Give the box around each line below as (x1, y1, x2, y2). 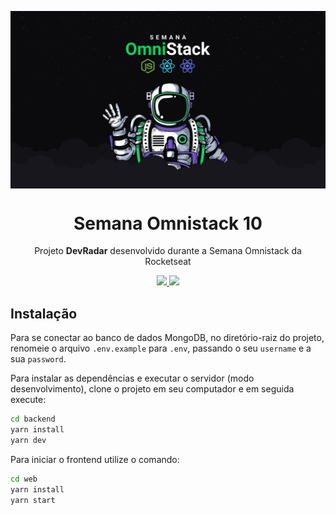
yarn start (10, 495, 56, 505)
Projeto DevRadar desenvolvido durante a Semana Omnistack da (34, 245, 302, 257)
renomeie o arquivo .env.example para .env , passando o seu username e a (10, 342, 312, 355)
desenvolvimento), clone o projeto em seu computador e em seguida (10, 383, 295, 395)
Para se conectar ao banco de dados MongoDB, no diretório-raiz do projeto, (10, 332, 325, 344)
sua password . (10, 353, 67, 365)
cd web (10, 474, 38, 484)
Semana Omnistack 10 (73, 212, 263, 235)
